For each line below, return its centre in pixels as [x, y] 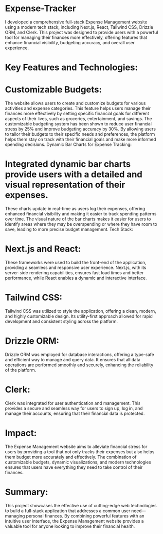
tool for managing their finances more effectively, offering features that [76, 37]
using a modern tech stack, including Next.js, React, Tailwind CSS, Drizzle [79, 27]
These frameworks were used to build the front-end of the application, [76, 262]
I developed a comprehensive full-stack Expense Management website [76, 22]
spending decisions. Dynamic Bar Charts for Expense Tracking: [68, 144]
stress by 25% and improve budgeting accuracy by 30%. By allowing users [81, 129]
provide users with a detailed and [74, 174]
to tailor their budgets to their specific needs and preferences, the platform [80, 134]
